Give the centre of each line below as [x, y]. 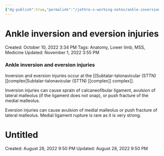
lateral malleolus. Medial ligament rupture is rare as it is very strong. [73, 115]
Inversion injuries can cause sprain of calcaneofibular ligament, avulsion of [80, 90]
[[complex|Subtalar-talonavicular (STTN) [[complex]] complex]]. [70, 80]
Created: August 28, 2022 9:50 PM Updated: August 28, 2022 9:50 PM [76, 148]
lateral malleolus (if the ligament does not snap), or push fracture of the [77, 95]
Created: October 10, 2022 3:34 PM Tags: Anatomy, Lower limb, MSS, [75, 47]
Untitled [22, 135]
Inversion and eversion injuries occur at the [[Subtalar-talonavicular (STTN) [81, 76]
